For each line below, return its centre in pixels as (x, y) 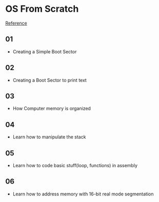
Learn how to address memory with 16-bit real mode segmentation (83, 194)
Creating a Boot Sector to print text (50, 80)
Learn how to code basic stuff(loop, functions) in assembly (75, 165)
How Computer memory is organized (52, 109)
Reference (16, 23)
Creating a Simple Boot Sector (45, 51)
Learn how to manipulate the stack (49, 137)
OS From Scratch (42, 9)
